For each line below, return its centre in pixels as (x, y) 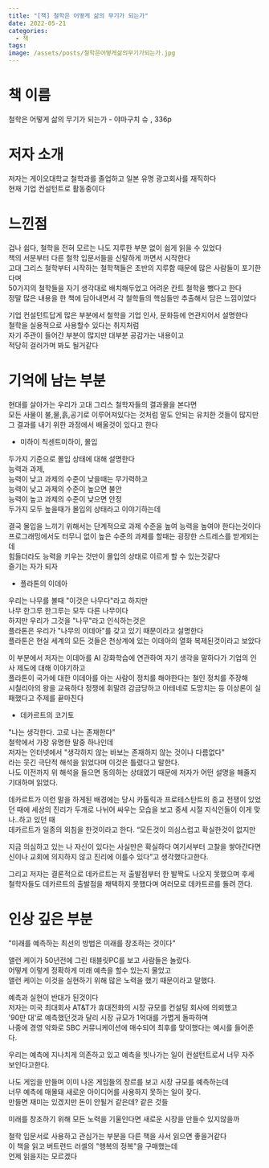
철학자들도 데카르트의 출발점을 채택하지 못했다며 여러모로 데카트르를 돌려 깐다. (130, 883)
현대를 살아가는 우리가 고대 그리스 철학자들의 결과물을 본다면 (103, 404)
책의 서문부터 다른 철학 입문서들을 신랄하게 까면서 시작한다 (100, 257)
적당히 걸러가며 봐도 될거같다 (53, 345)
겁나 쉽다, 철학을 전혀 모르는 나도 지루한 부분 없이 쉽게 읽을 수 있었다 (115, 248)
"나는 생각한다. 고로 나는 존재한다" (62, 732)
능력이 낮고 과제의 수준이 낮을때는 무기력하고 (78, 478)
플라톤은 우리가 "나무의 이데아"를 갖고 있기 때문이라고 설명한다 (106, 630)
